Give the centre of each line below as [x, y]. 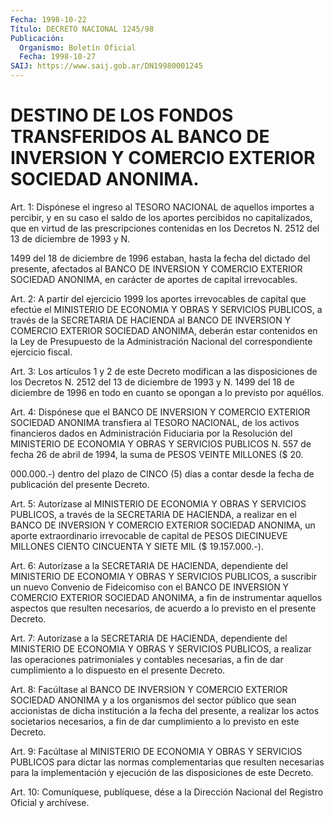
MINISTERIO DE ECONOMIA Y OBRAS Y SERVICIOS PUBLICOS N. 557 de [161, 443]
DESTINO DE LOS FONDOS [122, 115]
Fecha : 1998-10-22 [48, 19]
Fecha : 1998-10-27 [58, 57]
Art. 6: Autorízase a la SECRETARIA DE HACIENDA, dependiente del [149, 565]
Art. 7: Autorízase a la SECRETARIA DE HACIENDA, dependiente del [149, 638]
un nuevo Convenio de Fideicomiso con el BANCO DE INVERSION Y [150, 587]
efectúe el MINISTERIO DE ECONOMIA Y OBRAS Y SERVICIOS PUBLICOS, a [166, 309]
